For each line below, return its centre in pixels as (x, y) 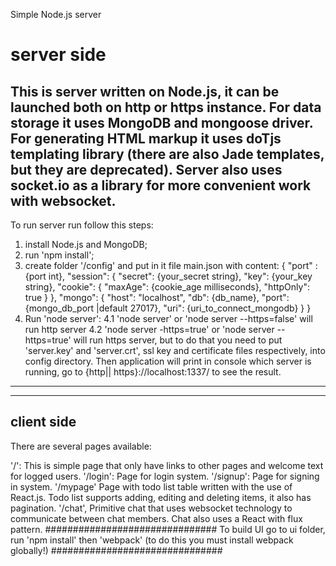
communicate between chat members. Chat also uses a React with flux (156, 518)
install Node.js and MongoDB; (86, 244)
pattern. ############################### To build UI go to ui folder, (168, 529)
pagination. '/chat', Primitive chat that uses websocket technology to (151, 508)
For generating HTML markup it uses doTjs (146, 138)
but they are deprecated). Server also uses (146, 169)
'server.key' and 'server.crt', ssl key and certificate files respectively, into (175, 350)
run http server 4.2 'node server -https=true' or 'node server (149, 329)
